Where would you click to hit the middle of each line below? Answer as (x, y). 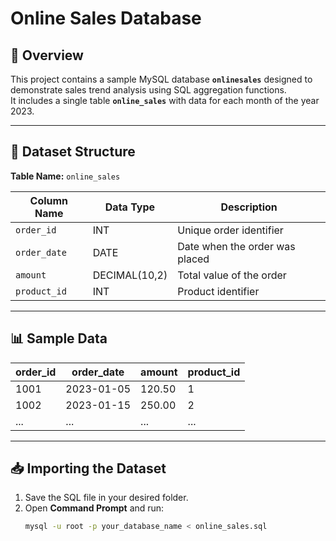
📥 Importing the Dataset (88, 468)
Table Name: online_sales (65, 176)
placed (193, 259)
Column (49, 200)
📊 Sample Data (59, 338)
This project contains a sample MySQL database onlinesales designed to (161, 79)
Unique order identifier (230, 230)
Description (249, 207)
